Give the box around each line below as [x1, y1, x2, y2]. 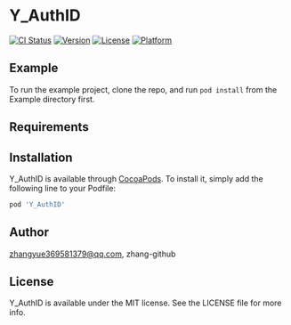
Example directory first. [9, 93, 95, 104]
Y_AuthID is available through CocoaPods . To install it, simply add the [9, 173, 264, 183]
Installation [9, 150, 73, 165]
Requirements [9, 119, 89, 134]
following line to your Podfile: [9, 183, 117, 193]
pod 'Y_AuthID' [9, 199, 66, 209]
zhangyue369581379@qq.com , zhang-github [9, 248, 176, 259]
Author [9, 224, 49, 240]
